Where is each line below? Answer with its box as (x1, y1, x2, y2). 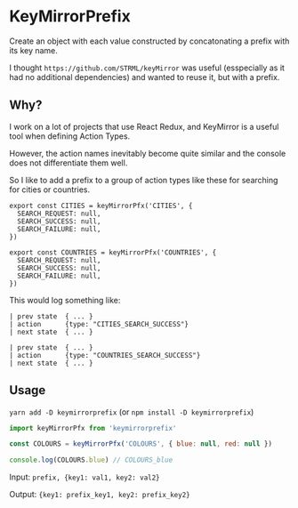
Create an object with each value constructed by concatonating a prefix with (9, 36, 290, 46)
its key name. (9, 44, 58, 55)
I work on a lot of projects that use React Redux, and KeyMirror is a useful (9, 121, 279, 132)
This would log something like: (9, 294, 121, 305)
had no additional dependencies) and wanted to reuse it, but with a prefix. (9, 71, 280, 82)
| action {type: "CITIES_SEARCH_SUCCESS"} (9, 319, 189, 328)
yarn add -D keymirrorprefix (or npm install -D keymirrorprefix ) (9, 407, 254, 417)
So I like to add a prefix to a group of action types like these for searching (9, 174, 278, 185)
